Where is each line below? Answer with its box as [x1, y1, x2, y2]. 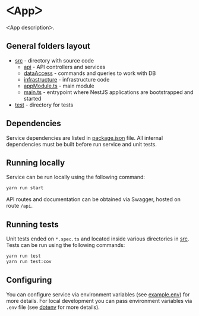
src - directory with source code [14, 57, 94, 64]
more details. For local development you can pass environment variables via [6, 297, 192, 304]
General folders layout [6, 41, 90, 51]
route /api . [6, 202, 33, 209]
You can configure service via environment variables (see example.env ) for [6, 290, 190, 298]
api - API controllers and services [23, 63, 106, 70]
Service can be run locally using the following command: [6, 174, 146, 181]
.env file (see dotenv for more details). [6, 304, 100, 311]
